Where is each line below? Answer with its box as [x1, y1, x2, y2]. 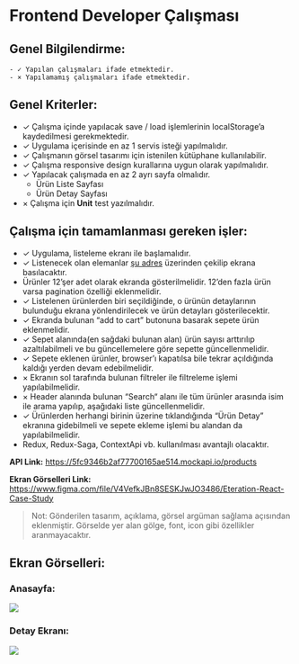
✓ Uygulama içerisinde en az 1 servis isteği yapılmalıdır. [22, 140, 229, 151]
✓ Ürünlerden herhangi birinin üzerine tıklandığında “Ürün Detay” [22, 410, 264, 421]
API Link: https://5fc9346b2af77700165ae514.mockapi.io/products [9, 456, 258, 467]
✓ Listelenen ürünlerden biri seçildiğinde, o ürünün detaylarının [22, 295, 257, 306]
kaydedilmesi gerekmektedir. [22, 130, 129, 141]
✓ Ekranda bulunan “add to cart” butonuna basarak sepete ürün [22, 314, 259, 325]
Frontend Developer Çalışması [9, 5, 240, 26]
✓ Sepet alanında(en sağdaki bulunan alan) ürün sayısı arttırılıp [22, 334, 255, 345]
